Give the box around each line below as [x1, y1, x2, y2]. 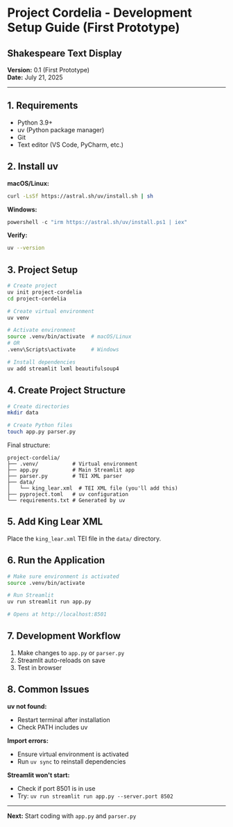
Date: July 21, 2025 [7, 73, 64, 81]
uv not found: [7, 702, 47, 710]
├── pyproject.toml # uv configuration [7, 491, 129, 498]
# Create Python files [7, 422, 73, 429]
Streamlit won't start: [7, 771, 70, 779]
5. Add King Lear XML [7, 516, 103, 528]
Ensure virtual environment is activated [17, 750, 129, 758]
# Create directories [7, 403, 70, 410]
